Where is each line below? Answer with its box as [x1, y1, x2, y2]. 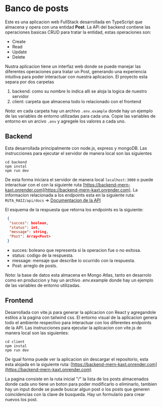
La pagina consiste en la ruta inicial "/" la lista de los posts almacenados [5, 376, 149, 382]
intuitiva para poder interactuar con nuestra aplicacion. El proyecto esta [5, 74, 148, 79]
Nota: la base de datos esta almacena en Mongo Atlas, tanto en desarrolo [5, 272, 151, 278]
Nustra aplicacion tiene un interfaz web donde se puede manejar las [5, 63, 141, 69]
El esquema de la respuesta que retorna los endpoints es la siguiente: [5, 206, 144, 212]
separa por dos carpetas [5, 78, 54, 85]
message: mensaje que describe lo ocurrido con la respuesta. [12, 258, 135, 263]
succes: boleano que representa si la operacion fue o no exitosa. [12, 248, 141, 253]
